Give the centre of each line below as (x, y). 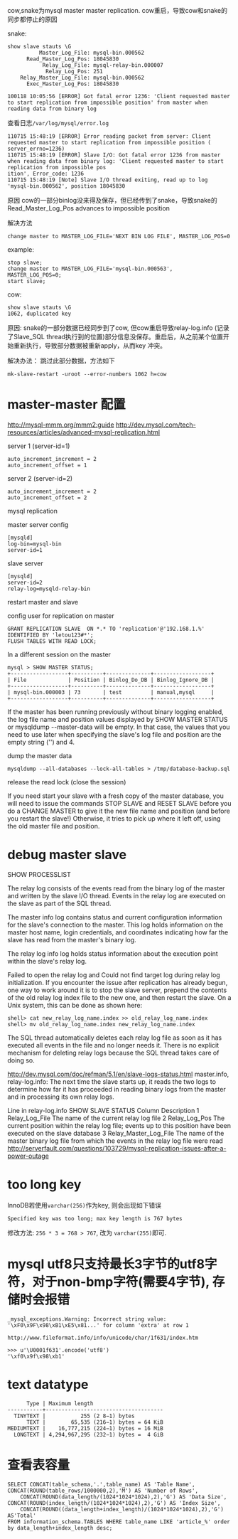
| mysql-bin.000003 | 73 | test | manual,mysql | (111, 692)
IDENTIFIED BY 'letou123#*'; (50, 635)
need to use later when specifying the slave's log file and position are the (114, 734)
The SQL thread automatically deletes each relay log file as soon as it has (115, 1038)
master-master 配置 (66, 405)
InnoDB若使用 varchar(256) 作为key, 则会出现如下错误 (85, 1205)
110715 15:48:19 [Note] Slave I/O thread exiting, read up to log (108, 180)
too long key (44, 1184)
